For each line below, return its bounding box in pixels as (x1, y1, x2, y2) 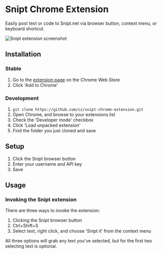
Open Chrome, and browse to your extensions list (12, 111, 116, 117)
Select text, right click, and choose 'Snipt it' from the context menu (12, 228, 151, 234)
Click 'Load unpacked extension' (12, 122, 80, 128)
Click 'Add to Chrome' (12, 82, 58, 88)
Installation (5, 50, 41, 59)
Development (5, 94, 39, 101)
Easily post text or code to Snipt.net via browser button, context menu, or (5, 20, 157, 26)
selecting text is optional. (5, 243, 57, 249)
